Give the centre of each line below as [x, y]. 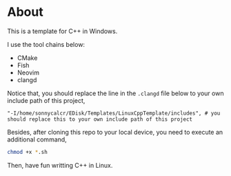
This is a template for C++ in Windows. [62, 31]
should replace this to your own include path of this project [100, 119]
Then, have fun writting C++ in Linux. [60, 165]
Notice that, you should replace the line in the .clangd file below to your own [115, 93]
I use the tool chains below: [46, 44]
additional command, [37, 139]
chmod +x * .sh [28, 152]
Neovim [28, 72]
